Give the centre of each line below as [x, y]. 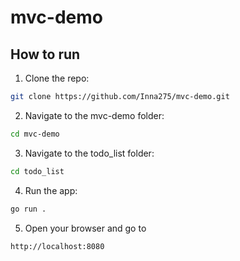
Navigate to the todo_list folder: [89, 153]
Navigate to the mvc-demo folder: [94, 115]
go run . [28, 209]
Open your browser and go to [85, 228]
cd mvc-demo [35, 134]
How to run [45, 54]
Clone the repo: [57, 78]
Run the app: [51, 190]
